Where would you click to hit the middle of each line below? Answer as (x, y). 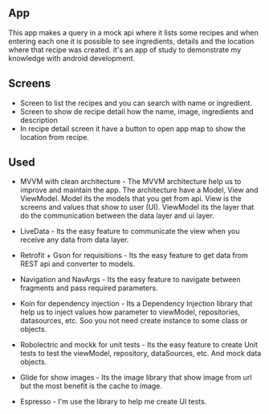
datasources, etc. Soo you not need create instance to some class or (134, 321)
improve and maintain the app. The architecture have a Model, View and (139, 190)
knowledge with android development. (71, 58)
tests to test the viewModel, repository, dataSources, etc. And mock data (141, 354)
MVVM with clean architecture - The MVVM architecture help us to (130, 182)
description (39, 120)
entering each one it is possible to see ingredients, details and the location (131, 41)
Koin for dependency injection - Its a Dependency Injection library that (136, 304)
